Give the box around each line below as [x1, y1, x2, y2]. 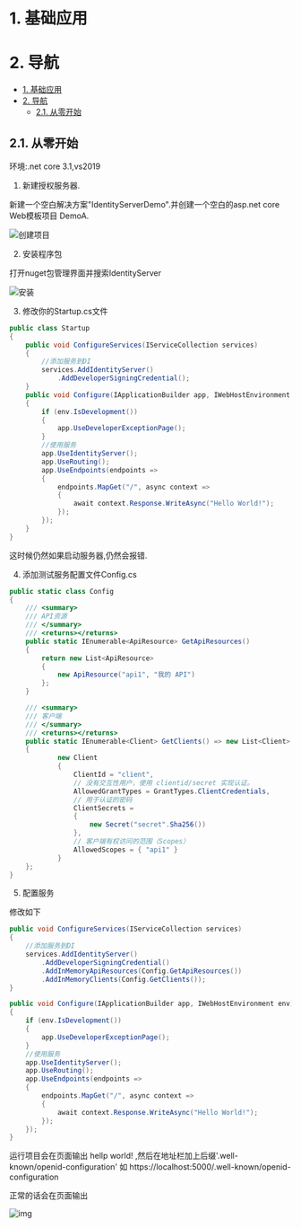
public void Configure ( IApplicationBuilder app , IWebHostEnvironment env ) [9, 999, 295, 1009]
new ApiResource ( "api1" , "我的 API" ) [56, 670, 195, 679]
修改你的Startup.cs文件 [21, 305, 108, 316]
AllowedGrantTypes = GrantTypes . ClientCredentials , [73, 787, 271, 796]
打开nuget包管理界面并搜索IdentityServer [9, 267, 161, 278]
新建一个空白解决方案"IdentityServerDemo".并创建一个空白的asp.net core [9, 199, 280, 209]
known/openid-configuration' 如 [9, 1162, 128, 1172]
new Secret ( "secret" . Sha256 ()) [89, 820, 206, 829]
